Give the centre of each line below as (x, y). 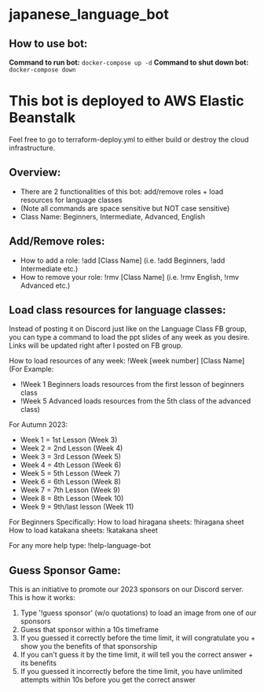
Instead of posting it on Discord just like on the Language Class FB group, (128, 329)
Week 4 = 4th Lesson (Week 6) (71, 465)
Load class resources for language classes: (117, 309)
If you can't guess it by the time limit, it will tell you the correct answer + (137, 655)
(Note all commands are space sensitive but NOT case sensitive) (125, 208)
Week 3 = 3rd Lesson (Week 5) (70, 457)
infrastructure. (32, 148)
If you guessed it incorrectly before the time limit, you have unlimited (131, 672)
